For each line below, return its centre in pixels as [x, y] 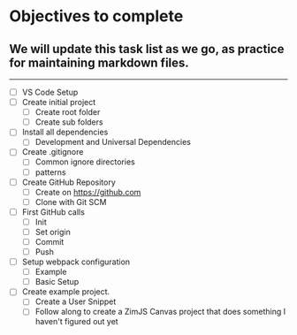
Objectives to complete [96, 16]
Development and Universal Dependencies [113, 142]
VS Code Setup [50, 92]
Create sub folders [69, 122]
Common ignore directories [85, 162]
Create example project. [66, 292]
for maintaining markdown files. [99, 62]
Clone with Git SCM [71, 202]
